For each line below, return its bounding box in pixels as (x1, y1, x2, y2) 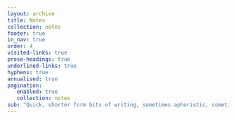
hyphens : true (7, 69, 49, 76)
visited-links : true (7, 50, 68, 57)
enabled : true (16, 88, 58, 95)
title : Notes (7, 17, 46, 24)
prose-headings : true (7, 56, 71, 63)
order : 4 (7, 43, 33, 50)
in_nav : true (7, 36, 46, 43)
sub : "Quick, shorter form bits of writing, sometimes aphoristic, (7, 101, 209, 108)
